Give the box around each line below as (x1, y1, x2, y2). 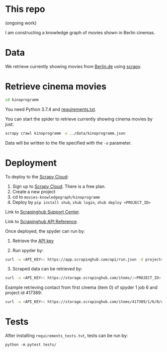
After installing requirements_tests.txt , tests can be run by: (5, 333, 128, 339)
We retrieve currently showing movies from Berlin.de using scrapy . (5, 63, 142, 69)
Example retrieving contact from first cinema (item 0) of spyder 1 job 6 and (5, 284, 158, 290)
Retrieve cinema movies (5, 81, 107, 92)
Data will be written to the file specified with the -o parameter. (5, 140, 132, 146)
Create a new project (12, 188, 56, 194)
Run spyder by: (12, 247, 44, 253)
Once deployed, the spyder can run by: (5, 228, 85, 234)
